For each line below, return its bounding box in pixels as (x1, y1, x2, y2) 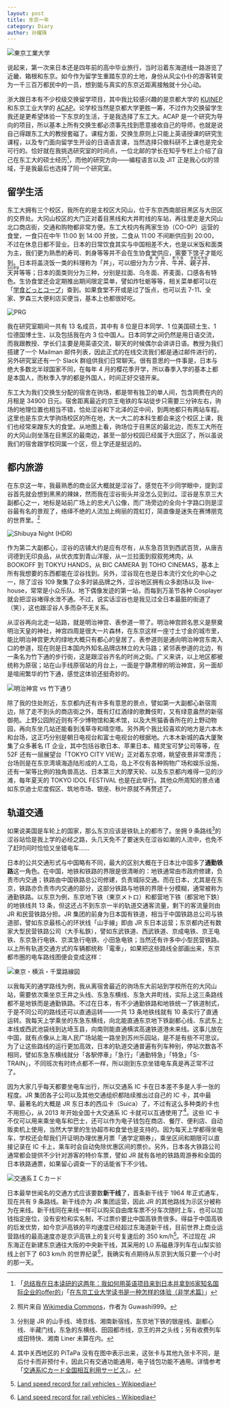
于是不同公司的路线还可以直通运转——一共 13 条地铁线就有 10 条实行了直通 (7, 1007, 218, 1016)
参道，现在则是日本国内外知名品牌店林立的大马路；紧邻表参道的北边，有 (18, 644, 223, 652)
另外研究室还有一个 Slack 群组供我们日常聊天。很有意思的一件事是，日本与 (7, 356, 218, 365)
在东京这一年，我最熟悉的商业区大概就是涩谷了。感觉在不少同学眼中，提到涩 (7, 481, 223, 489)
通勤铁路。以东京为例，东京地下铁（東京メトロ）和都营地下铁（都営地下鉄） (7, 892, 223, 901)
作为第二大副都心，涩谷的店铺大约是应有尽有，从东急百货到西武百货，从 (7, 544, 211, 552)
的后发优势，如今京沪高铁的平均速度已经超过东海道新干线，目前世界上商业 (7, 1223, 217, 1232)
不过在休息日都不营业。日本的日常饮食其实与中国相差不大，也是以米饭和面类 (7, 240, 223, 248)
